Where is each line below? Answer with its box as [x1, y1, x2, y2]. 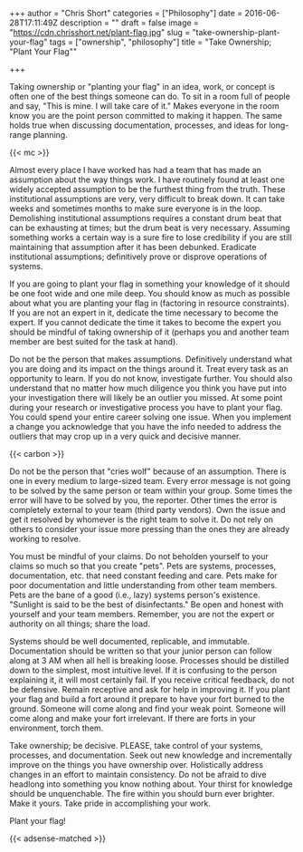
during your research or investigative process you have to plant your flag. [9, 402, 283, 412]
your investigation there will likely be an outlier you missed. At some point [9, 392, 283, 402]
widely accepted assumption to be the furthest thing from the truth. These [9, 184, 286, 194]
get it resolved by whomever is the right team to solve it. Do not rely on [9, 514, 274, 525]
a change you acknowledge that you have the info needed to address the [9, 421, 282, 431]
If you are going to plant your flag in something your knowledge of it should [9, 278, 290, 289]
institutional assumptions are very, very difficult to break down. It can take [9, 194, 285, 204]
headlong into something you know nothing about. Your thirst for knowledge [9, 779, 293, 789]
